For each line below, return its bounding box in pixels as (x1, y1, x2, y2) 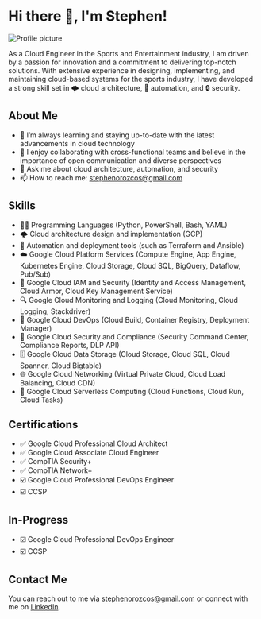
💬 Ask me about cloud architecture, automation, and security (19, 164, 219, 173)
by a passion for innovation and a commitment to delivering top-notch (8, 57, 236, 67)
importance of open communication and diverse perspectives (19, 155, 222, 165)
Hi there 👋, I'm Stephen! (8, 7, 168, 25)
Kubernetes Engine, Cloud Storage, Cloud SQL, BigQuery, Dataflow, (19, 261, 241, 270)
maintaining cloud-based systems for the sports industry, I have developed (8, 74, 254, 83)
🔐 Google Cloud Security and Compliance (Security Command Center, (19, 331, 249, 341)
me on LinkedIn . (8, 602, 61, 611)
